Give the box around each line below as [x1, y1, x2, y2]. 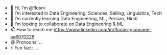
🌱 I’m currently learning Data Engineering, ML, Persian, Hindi [10, 16, 138, 21]
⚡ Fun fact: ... [10, 45, 38, 50]
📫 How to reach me [10, 27, 53, 32]
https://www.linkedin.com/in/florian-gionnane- [53, 27, 152, 32]
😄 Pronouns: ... [10, 39, 43, 45]
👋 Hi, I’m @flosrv [10, 5, 46, 11]
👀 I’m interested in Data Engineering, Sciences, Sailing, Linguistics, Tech [10, 10, 162, 16]
